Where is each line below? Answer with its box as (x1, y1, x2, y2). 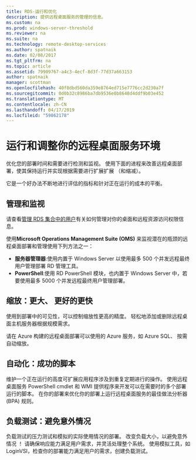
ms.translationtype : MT (6, 96, 65, 102)
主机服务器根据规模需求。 (11, 320, 73, 327)
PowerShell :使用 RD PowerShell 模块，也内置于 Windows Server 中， (14, 270, 183, 277)
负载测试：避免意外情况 (6, 417, 91, 427)
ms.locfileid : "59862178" (6, 112, 69, 118)
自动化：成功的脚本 (6, 359, 76, 369)
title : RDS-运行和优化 (6, 8, 58, 15)
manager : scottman (6, 80, 51, 86)
